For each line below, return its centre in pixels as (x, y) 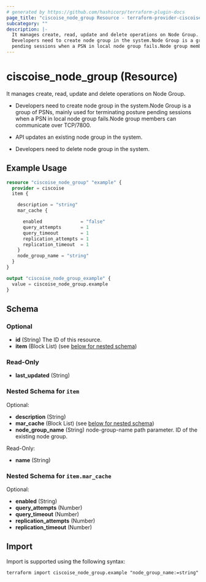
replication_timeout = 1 (55, 244)
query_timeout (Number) (47, 514)
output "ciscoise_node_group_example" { (59, 278)
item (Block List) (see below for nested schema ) (76, 346)
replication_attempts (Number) (55, 521)
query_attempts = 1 (55, 227)
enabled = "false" (64, 222)
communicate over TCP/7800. (53, 125)
